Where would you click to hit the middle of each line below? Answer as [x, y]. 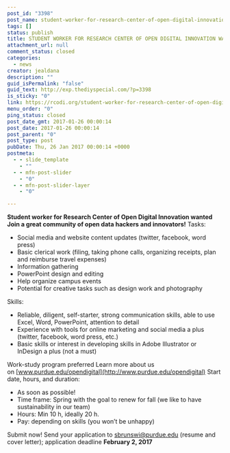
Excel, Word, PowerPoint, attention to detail [78, 322]
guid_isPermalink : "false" [46, 83]
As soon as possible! [46, 392]
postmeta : [21, 154]
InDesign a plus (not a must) [57, 351]
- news [23, 64]
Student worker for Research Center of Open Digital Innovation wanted [110, 217]
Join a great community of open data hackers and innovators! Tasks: [107, 224]
